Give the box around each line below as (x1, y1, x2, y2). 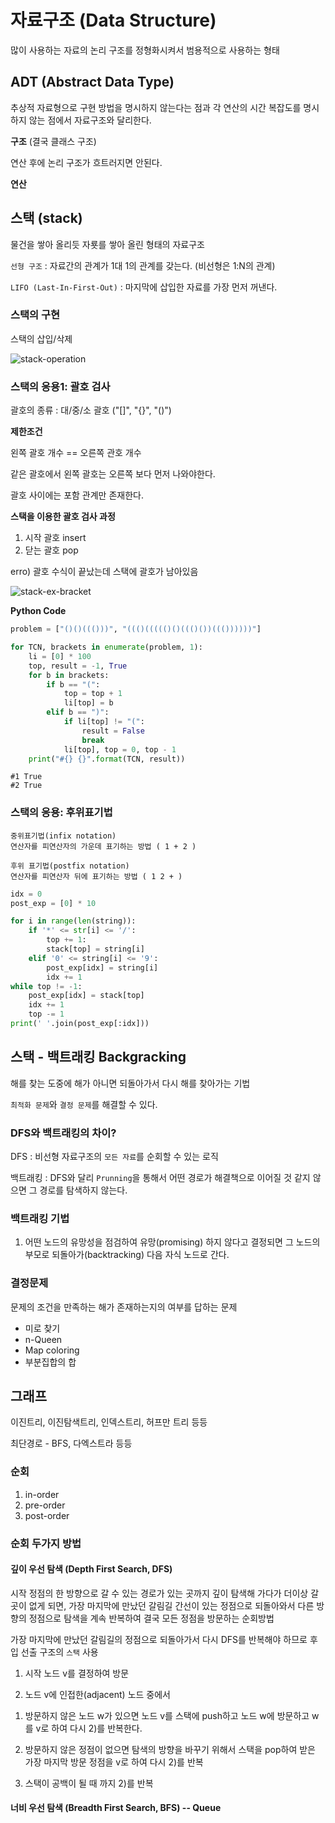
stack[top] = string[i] (46, 944, 145, 955)
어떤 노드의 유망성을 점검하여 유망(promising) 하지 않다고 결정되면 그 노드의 (24, 1236, 321, 1248)
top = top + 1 (63, 689, 123, 699)
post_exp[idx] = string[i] (46, 962, 159, 973)
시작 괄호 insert (24, 532, 87, 544)
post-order (24, 1509, 70, 1521)
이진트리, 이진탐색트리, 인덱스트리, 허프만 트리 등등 (10, 1416, 208, 1428)
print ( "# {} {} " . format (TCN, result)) (28, 754, 186, 764)
